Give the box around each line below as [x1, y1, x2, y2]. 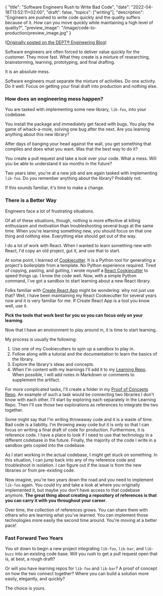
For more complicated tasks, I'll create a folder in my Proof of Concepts [5, 386, 148, 392]
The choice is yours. [5, 585, 46, 591]
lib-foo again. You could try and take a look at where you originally [5, 482, 140, 488]
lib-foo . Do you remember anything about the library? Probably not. [5, 175, 142, 181]
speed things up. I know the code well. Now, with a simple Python [5, 272, 137, 278]
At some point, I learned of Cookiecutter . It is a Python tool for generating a [5, 257, 156, 263]
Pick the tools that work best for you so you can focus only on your [5, 312, 143, 318]
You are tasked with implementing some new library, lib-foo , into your [5, 107, 146, 113]
